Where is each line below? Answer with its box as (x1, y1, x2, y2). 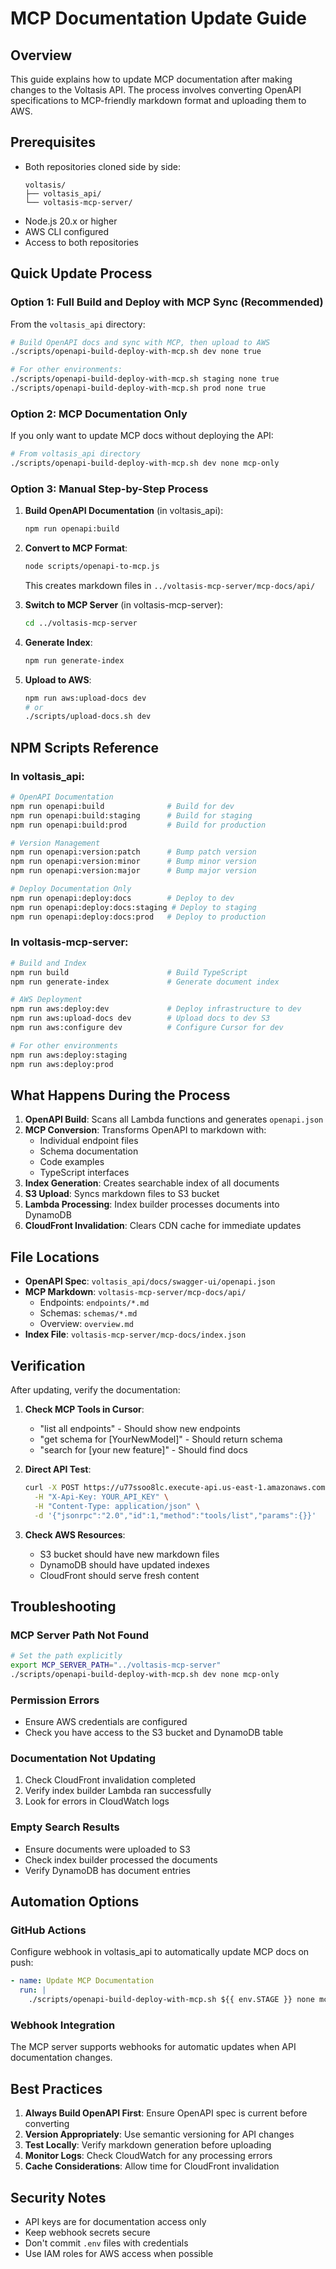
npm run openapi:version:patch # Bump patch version (10, 847, 257, 857)
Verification (10, 1357, 86, 1374)
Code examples (39, 1156, 105, 1168)
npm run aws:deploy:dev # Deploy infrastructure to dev (10, 1004, 302, 1014)
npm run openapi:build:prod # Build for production (10, 820, 267, 830)
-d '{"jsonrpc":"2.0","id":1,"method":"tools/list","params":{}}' (34, 1510, 317, 1521)
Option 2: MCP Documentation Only (10, 407, 188, 421)
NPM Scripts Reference (10, 739, 160, 756)
